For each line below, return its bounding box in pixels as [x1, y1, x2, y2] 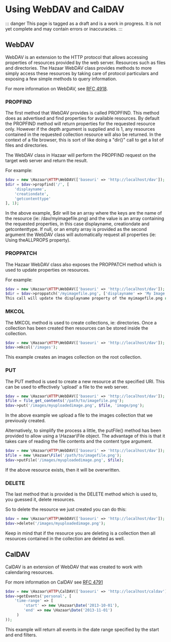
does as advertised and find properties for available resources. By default [5, 115, 160, 122]
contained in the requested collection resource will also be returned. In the [5, 131, 161, 138]
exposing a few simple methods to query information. [5, 75, 117, 82]
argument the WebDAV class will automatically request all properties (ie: [5, 231, 157, 238]
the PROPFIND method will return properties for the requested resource [5, 121, 155, 127]
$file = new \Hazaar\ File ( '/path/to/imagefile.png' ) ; [5, 453, 122, 458]
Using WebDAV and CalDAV [5, 4, 125, 15]
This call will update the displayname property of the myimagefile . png [5, 296, 163, 301]
